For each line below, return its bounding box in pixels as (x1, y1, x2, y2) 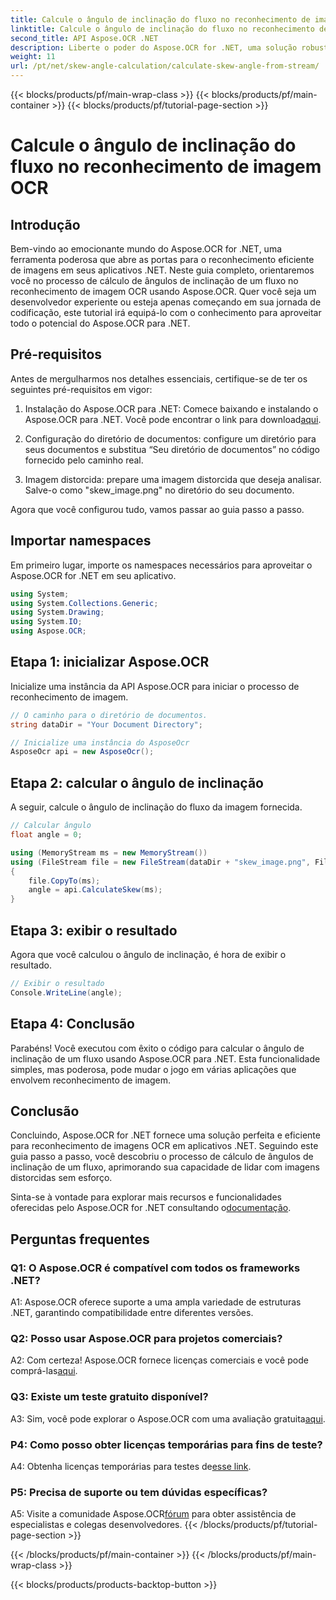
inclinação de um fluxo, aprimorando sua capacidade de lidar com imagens (10, 1161, 320, 1173)
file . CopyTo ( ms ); (28, 876, 101, 886)
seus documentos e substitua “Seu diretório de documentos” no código (24, 443, 320, 455)
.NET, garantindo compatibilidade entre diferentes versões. (10, 1307, 254, 1318)
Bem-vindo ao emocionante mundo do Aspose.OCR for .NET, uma (10, 243, 282, 255)
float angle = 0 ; (10, 830, 83, 840)
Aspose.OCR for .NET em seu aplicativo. (10, 569, 177, 581)
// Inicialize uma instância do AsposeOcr (10, 737, 190, 748)
